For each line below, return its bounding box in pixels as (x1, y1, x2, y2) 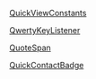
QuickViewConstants (9, 8, 87, 18)
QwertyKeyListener (9, 25, 81, 35)
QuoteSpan (9, 42, 51, 53)
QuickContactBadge (9, 60, 84, 70)
